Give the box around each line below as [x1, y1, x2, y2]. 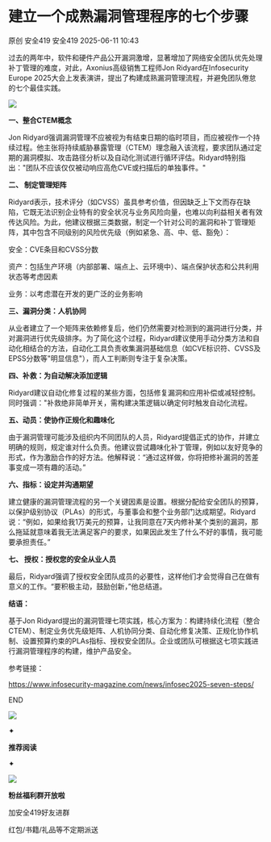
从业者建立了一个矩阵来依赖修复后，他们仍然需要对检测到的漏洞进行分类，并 [8, 323, 263, 333]
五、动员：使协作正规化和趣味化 [8, 415, 115, 425]
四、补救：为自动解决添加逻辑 [8, 371, 107, 380]
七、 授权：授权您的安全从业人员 [8, 554, 117, 563]
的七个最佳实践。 [8, 82, 65, 93]
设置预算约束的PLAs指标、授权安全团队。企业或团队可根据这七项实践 [22, 635, 252, 646]
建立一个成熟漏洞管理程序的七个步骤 [8, 7, 249, 26]
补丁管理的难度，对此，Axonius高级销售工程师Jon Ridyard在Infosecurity [8, 62, 249, 73]
